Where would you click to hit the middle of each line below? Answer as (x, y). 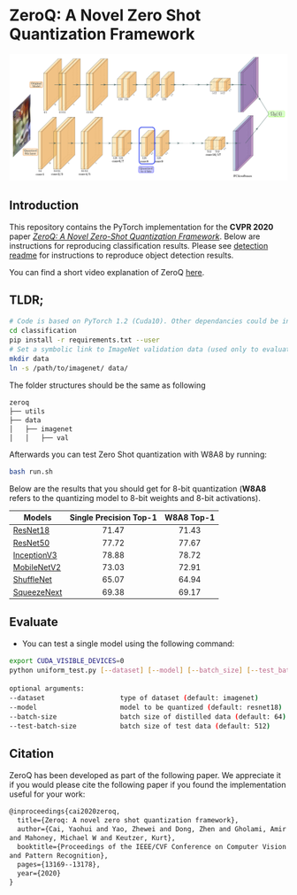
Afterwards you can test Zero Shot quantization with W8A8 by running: (138, 454)
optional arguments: (47, 689)
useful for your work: (47, 794)
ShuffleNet (33, 580)
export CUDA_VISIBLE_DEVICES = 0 (67, 660)
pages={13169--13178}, (59, 864)
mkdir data (29, 359)
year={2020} (39, 873)
